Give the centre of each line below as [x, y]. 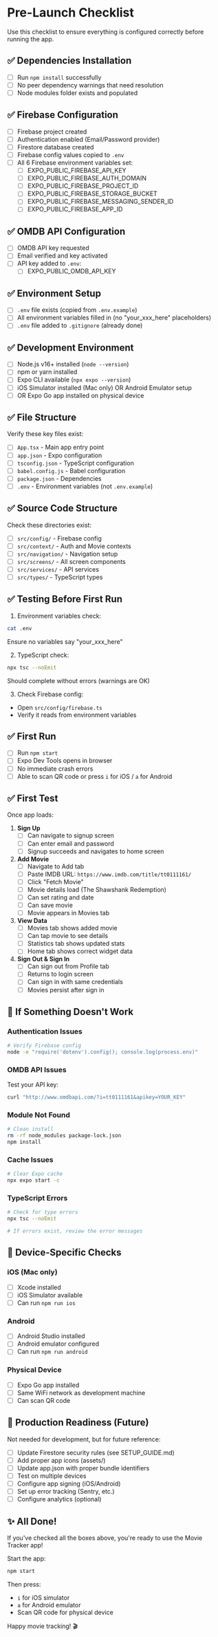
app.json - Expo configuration [59, 455]
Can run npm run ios [46, 1302]
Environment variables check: [59, 616]
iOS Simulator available [50, 1295]
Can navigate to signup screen [71, 835]
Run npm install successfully [59, 77]
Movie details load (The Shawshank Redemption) [97, 889]
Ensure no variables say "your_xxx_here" [65, 641]
